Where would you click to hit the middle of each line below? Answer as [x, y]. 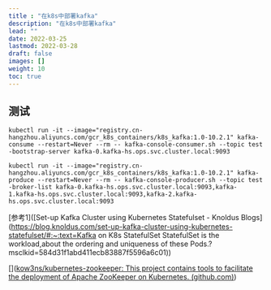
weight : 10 [27, 69]
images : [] [27, 62]
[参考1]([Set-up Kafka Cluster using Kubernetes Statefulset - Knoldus [124, 218]
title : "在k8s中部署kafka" [54, 16]
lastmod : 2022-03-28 [43, 46]
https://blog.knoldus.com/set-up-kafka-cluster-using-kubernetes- [122, 227]
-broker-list [30, 188]
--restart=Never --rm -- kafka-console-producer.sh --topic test [151, 180]
